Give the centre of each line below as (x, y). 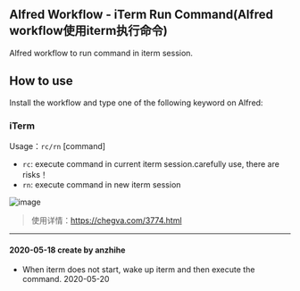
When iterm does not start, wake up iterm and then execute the (138, 270)
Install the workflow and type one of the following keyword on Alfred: (136, 103)
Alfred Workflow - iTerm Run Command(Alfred (142, 15)
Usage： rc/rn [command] (57, 145)
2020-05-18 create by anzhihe (67, 250)
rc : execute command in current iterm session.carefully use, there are (150, 163)
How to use (41, 81)
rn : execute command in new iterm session (101, 184)
